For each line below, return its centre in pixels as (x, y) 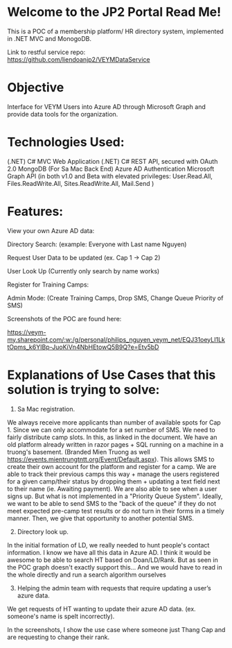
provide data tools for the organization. (63, 114)
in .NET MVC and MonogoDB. (50, 38)
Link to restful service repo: (46, 52)
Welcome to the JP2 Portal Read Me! (114, 12)
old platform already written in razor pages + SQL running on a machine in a (115, 444)
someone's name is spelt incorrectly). (61, 616)
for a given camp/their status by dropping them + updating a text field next (114, 481)
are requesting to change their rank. (58, 637)
